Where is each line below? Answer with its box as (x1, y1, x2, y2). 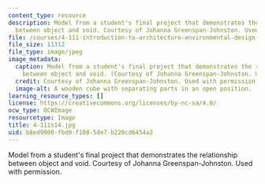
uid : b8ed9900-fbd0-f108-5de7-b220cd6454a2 (8, 128, 154, 136)
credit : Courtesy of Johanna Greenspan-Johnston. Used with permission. (15, 77, 259, 85)
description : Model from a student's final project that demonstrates (8, 19, 245, 27)
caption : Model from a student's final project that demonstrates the (15, 63, 252, 71)
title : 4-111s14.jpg (8, 121, 77, 129)
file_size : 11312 (8, 41, 65, 49)
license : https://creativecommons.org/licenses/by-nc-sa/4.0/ (8, 99, 217, 107)
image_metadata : (8, 56, 62, 64)
